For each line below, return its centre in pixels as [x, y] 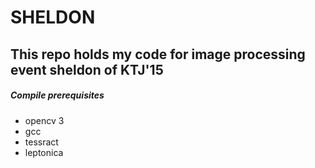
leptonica [44, 152]
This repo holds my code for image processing [158, 54]
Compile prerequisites [57, 95]
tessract [41, 142]
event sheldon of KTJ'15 [87, 69]
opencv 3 [44, 120]
